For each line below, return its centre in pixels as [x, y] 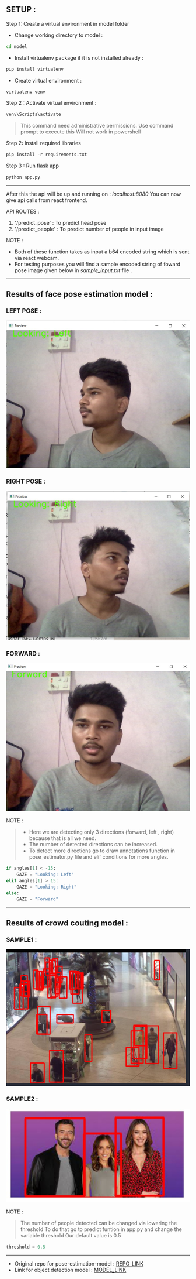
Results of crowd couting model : [67, 923]
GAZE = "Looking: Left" [45, 875]
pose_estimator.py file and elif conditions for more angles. [99, 857]
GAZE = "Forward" [38, 899]
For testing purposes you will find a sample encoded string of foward [97, 264]
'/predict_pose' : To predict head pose [60, 223]
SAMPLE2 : [22, 1099]
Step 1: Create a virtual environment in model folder [68, 23]
